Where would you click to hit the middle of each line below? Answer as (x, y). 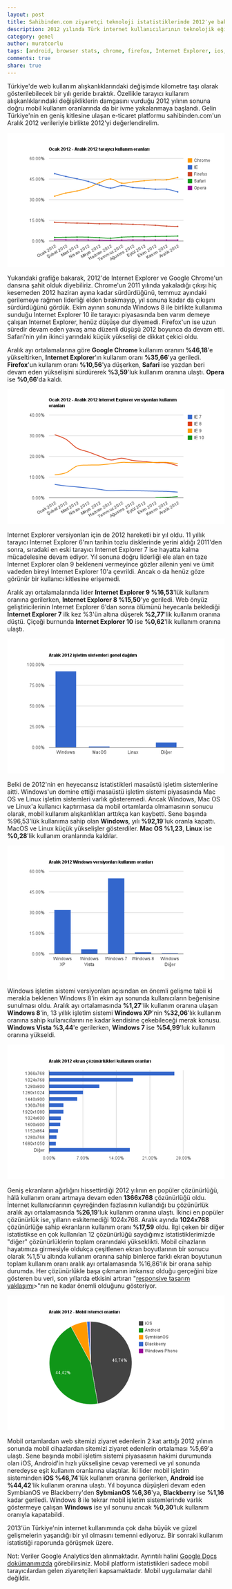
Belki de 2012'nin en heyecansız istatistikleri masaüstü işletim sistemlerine (113, 784)
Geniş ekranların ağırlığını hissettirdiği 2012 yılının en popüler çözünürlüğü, (113, 1190)
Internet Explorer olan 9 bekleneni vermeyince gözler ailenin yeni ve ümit (110, 564)
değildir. (19, 1578)
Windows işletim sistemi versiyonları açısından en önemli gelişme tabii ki (110, 991)
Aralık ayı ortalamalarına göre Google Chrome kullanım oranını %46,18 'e (110, 350)
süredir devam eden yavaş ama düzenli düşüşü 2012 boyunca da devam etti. (116, 330)
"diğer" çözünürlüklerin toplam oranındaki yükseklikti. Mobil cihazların (107, 1241)
